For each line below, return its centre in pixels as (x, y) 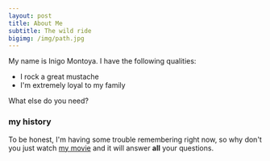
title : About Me (35, 23)
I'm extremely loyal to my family (73, 85)
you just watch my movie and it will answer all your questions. (111, 148)
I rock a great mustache (59, 76)
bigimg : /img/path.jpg (46, 38)
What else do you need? (48, 101)
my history (30, 122)
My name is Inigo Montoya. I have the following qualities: (102, 61)
